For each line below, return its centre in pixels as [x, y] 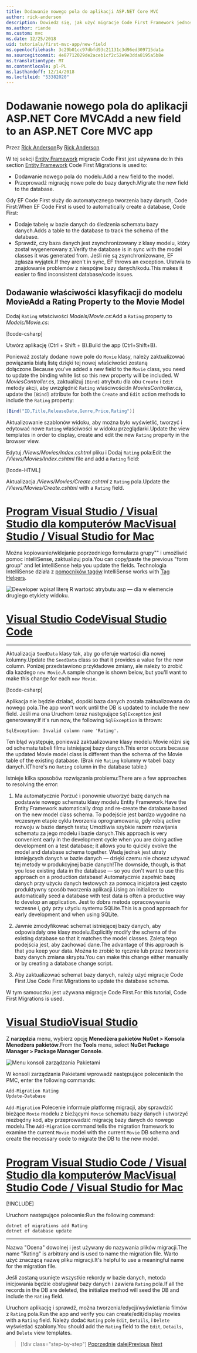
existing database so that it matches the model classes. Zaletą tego [96, 938]
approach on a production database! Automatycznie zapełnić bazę [95, 877]
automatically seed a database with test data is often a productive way [100, 896]
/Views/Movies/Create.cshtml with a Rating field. [65, 487]
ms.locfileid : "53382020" [38, 77]
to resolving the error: [32, 784]
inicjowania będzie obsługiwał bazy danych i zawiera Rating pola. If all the [95, 1284]
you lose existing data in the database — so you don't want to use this [99, 870]
